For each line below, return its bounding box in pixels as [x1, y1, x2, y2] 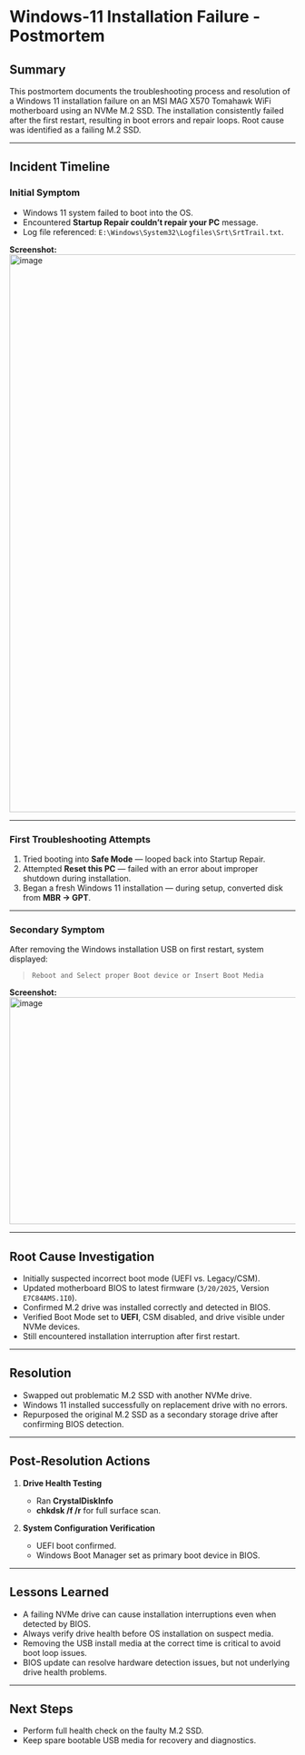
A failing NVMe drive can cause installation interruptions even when [22, 1609, 277, 1620]
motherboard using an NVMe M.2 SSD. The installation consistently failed [9, 105, 284, 115]
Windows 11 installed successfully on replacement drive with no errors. [22, 1399, 288, 1410]
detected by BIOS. [22, 1618, 91, 1629]
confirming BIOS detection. [22, 1418, 124, 1429]
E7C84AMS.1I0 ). [22, 1292, 77, 1304]
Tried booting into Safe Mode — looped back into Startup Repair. [22, 853, 266, 864]
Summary [9, 62, 66, 77]
